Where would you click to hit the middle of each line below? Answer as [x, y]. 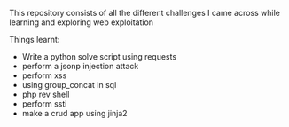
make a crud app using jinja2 [74, 113]
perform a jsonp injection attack [80, 66]
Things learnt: [35, 40]
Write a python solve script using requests [99, 56]
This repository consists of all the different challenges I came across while [145, 13]
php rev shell [46, 94]
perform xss [44, 75]
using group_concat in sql [69, 85]
